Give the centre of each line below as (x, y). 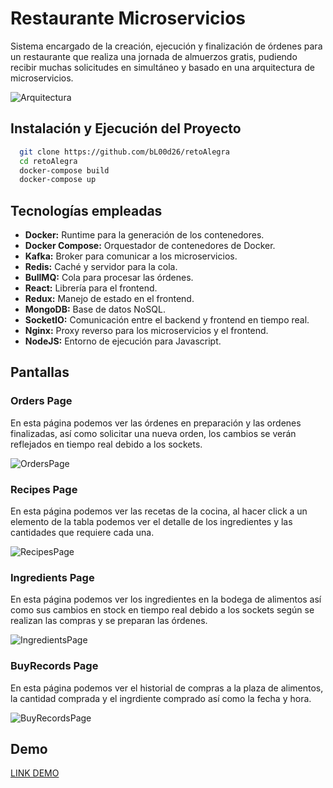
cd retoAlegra (48, 161)
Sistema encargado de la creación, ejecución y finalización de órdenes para (166, 46)
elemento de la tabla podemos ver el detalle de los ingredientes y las (151, 522)
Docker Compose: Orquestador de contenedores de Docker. (150, 246)
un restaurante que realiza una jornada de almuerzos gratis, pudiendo (154, 56)
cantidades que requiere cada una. (82, 533)
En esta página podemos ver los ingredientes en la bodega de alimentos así (166, 599)
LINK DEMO (35, 773)
